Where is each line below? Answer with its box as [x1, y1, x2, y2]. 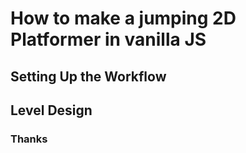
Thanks [10, 132, 48, 146]
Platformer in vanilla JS [10, 28, 207, 51]
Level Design [10, 102, 93, 119]
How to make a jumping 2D [10, 7, 237, 30]
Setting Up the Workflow [10, 68, 167, 85]
